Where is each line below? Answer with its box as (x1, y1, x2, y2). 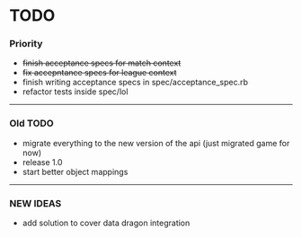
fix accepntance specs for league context (22, 67, 177, 78)
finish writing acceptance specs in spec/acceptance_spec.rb (22, 77, 249, 88)
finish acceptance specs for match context (22, 57, 182, 68)
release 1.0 (22, 156, 63, 167)
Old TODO (9, 118, 54, 130)
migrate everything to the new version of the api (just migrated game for (22, 137, 290, 148)
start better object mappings (22, 166, 129, 177)
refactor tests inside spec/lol (22, 86, 129, 97)
